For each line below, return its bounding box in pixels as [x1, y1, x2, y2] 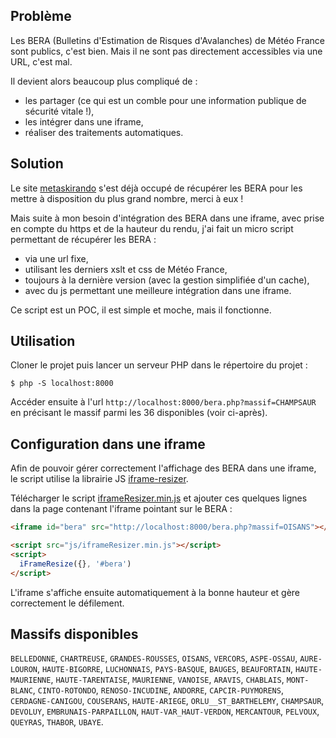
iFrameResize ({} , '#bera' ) [19, 559, 132, 569]
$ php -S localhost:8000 [10, 379, 114, 389]
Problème [10, 8, 72, 25]
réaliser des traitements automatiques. [24, 126, 184, 138]
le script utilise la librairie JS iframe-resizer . [10, 473, 189, 485]
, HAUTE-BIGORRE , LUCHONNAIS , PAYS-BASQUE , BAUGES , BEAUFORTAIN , [36, 663, 294, 675]
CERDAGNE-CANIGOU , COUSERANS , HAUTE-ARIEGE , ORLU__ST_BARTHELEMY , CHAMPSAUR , [10, 695, 325, 707]
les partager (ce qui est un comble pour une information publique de [24, 94, 307, 106]
